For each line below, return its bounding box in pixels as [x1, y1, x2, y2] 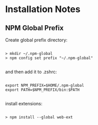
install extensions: [5, 101, 43, 106]
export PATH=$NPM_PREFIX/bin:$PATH [5, 87, 80, 92]
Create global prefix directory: [5, 37, 68, 43]
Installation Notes [5, 4, 80, 15]
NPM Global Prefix [5, 24, 64, 32]
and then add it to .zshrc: [5, 69, 57, 75]
